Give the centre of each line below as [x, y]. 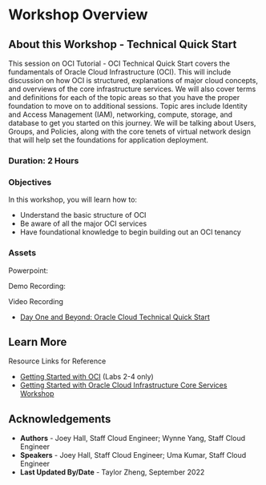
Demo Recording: [37, 286]
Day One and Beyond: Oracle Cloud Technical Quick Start [115, 317]
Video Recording [36, 301]
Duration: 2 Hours [44, 160]
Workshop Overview [78, 15]
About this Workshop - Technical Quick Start [123, 44]
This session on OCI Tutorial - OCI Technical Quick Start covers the [119, 63]
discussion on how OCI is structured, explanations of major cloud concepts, [133, 80]
